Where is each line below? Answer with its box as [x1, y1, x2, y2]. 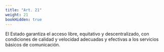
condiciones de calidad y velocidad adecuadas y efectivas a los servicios [5, 36, 159, 42]
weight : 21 [5, 12, 28, 17]
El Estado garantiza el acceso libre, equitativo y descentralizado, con [5, 31, 149, 37]
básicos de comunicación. [5, 42, 60, 48]
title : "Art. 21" [5, 7, 42, 13]
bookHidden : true [5, 17, 42, 22]
